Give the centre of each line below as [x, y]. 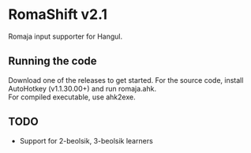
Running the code [52, 61]
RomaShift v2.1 [58, 15]
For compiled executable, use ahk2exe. [72, 97]
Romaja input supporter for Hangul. [66, 36]
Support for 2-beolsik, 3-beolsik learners [86, 140]
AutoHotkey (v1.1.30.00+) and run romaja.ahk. [82, 88]
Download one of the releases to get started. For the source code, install [126, 80]
